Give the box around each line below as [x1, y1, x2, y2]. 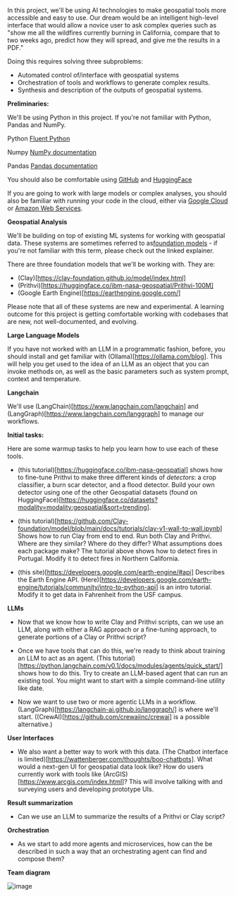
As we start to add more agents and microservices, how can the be [17, 840, 213, 848]
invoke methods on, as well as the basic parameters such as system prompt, [7, 367, 230, 375]
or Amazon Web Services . [7, 204, 83, 212]
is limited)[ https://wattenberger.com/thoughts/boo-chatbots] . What [17, 755, 213, 763]
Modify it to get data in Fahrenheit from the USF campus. [17, 591, 183, 598]
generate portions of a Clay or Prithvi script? [17, 633, 147, 641]
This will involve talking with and [129, 778, 223, 785]
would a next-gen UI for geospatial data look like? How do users [17, 762, 204, 771]
